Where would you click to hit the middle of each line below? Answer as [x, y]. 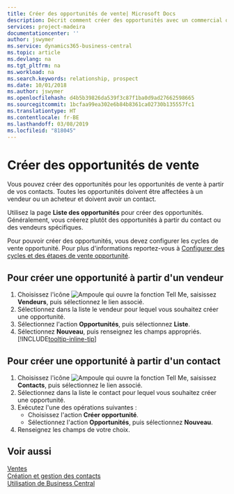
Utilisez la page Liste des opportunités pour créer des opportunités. [106, 213]
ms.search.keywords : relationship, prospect [73, 78]
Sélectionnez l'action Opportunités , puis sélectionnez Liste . [103, 324]
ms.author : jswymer [36, 91]
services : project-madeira [46, 27]
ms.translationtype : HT [42, 111]
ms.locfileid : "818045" [42, 130]
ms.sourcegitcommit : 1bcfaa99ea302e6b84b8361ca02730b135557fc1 [101, 105]
